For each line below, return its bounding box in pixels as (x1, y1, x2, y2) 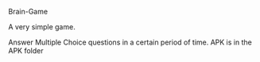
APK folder (8, 46, 44, 55)
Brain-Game (8, 7, 49, 16)
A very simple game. (8, 22, 76, 31)
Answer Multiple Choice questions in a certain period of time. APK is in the (8, 37, 252, 47)
